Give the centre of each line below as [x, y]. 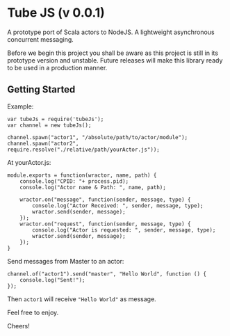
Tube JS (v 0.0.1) [56, 13]
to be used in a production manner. [57, 67]
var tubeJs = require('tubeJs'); [56, 119]
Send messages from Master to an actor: [66, 261]
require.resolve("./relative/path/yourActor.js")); [83, 150]
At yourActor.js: [29, 162]
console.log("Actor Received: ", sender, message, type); [118, 206]
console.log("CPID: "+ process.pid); [74, 181]
